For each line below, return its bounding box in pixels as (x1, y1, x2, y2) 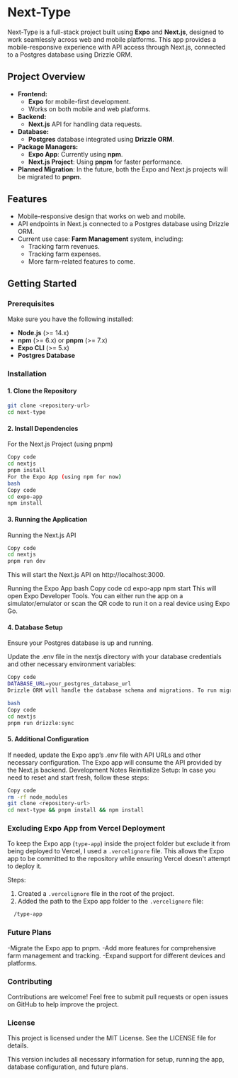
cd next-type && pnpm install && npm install (7, 807, 144, 814)
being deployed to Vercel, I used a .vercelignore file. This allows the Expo (7, 847, 225, 855)
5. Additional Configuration (7, 735, 89, 743)
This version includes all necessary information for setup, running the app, (7, 1055, 225, 1064)
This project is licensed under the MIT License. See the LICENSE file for (7, 1034, 217, 1043)
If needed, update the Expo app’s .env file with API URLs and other (7, 751, 202, 759)
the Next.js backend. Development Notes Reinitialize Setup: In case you (7, 765, 216, 774)
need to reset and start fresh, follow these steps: (7, 773, 149, 782)
